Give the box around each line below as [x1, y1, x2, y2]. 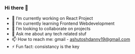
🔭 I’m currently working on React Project [11, 16, 93, 21]
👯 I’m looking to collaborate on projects [11, 26, 91, 32]
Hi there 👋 [4, 4, 29, 11]
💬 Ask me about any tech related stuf [11, 31, 87, 37]
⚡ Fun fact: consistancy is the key [11, 44, 80, 50]
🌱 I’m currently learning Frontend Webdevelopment [11, 20, 115, 26]
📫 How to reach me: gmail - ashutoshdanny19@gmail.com [11, 36, 131, 42]
